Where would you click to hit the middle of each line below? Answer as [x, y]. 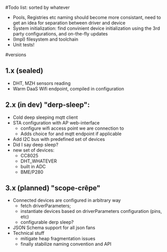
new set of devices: [34, 150]
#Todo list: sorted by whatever [38, 7]
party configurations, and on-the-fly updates [60, 34]
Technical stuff [29, 233]
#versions [16, 55]
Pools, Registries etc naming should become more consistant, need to [87, 17]
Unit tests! [24, 45]
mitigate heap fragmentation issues [58, 239]
